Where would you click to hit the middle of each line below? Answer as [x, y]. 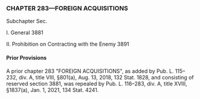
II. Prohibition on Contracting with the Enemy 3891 [68, 44]
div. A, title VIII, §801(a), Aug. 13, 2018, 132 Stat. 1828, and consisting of [106, 77]
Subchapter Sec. [27, 21]
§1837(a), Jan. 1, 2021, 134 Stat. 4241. [53, 90]
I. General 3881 [25, 33]
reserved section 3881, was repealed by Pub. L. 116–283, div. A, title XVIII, [97, 84]
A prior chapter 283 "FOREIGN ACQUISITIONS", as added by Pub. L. [90, 71]
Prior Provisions [26, 58]
